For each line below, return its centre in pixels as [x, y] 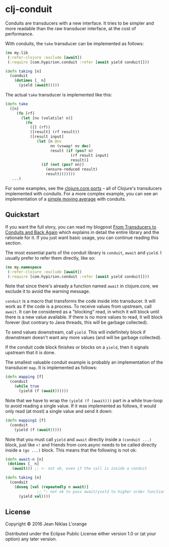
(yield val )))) [34, 496]
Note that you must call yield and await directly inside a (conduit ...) [78, 439]
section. [14, 243]
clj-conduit [29, 9]
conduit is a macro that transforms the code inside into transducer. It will [80, 301]
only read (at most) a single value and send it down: [59, 411]
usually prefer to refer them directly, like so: [50, 258]
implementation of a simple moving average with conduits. [66, 199]
